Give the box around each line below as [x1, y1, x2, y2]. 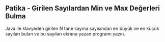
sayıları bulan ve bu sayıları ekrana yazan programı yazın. [5, 30, 126, 37]
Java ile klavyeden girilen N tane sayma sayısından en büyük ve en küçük [5, 25, 159, 31]
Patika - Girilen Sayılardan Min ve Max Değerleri [5, 4, 160, 13]
